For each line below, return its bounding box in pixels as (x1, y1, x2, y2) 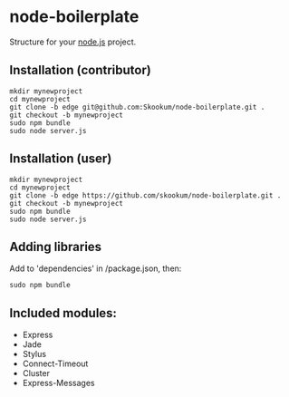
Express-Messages (22, 378, 95, 389)
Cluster (22, 368, 50, 379)
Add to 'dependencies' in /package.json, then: (9, 263, 182, 274)
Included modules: (9, 305, 118, 321)
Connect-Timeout (22, 358, 89, 369)
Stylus (22, 349, 47, 360)
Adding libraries (9, 238, 102, 255)
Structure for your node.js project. (9, 36, 137, 47)
